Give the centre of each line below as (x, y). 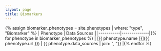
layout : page (18, 9)
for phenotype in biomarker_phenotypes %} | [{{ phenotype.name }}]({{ (77, 38)
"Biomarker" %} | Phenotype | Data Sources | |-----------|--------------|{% (81, 33)
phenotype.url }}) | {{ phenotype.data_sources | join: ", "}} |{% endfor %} (78, 43)
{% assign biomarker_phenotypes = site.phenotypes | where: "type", (74, 28)
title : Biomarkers (24, 14)
